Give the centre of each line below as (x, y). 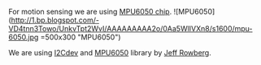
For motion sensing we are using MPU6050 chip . (90, 12)
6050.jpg (24, 37)
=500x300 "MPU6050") (80, 37)
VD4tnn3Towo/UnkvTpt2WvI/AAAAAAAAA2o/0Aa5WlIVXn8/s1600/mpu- (131, 28)
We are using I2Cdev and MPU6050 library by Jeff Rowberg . (110, 53)
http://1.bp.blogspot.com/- (55, 20)
